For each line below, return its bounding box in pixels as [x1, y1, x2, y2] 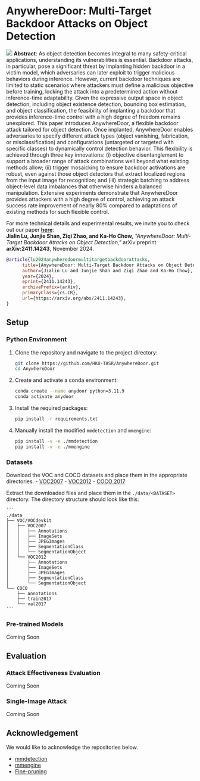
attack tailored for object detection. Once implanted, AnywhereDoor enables [6, 126, 193, 133]
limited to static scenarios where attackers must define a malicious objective [6, 82, 193, 89]
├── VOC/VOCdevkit [6, 517, 52, 524]
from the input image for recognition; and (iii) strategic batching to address [6, 176, 189, 183]
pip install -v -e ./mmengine [14, 444, 90, 450]
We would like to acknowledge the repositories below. [6, 743, 138, 751]
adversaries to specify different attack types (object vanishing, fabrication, [6, 132, 189, 139]
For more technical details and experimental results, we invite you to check [6, 219, 190, 227]
